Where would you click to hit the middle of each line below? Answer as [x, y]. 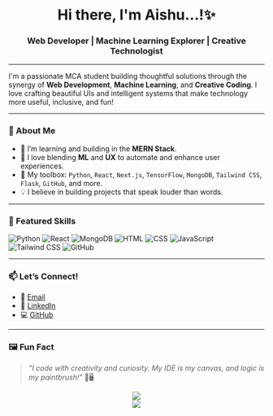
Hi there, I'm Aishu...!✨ [136, 15]
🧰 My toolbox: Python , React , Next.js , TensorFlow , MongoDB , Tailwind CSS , [141, 174]
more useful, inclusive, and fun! [61, 102]
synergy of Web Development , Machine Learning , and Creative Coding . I [133, 85]
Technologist [136, 51]
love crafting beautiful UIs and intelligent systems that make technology [128, 93]
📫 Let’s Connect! [43, 276]
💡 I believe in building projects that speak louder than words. [121, 192]
